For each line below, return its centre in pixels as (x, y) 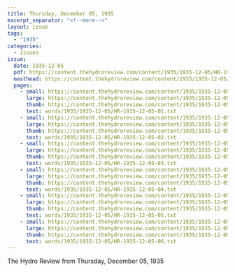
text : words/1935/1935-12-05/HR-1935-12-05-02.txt (101, 137)
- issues (26, 53)
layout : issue (28, 27)
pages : (23, 85)
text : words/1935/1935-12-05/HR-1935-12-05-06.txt (101, 241)
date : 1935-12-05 (39, 66)
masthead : (28, 79)
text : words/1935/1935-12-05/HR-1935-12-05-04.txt (101, 189)
